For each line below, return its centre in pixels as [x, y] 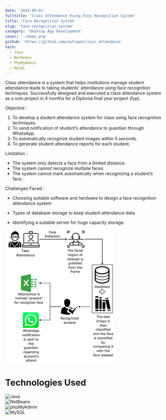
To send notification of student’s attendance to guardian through [78, 128]
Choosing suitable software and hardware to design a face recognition [84, 198]
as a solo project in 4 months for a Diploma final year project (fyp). [73, 99]
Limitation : [17, 154]
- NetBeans [21, 57]
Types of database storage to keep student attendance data [74, 213]
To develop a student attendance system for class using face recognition [87, 118]
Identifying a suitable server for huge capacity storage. [68, 222]
